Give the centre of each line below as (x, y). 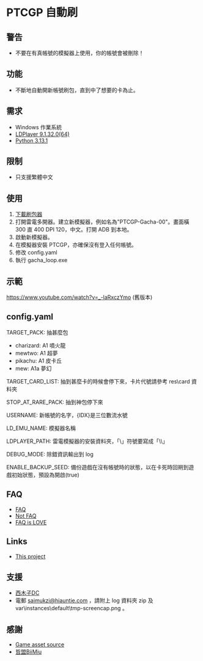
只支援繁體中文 (34, 177)
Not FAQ (26, 516)
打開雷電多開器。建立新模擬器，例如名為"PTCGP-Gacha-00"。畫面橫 (102, 222)
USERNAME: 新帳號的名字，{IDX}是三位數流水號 (67, 415)
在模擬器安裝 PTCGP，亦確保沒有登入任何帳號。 (76, 245)
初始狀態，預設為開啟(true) (45, 475)
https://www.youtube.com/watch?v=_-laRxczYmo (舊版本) (79, 297)
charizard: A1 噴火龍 (40, 345)
